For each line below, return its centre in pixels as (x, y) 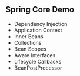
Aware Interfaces (35, 55)
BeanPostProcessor (38, 68)
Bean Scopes (30, 49)
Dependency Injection (41, 24)
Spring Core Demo (40, 10)
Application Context (38, 30)
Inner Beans (29, 36)
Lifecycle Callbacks (38, 61)
